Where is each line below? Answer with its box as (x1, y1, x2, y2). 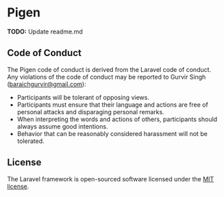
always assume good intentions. (16, 122, 108, 131)
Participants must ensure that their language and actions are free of (16, 101, 209, 109)
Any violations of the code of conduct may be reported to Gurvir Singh (7, 73, 206, 81)
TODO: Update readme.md (7, 27, 84, 36)
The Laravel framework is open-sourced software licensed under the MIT (7, 174, 214, 183)
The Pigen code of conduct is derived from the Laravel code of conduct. (7, 65, 212, 73)
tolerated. (16, 137, 45, 145)
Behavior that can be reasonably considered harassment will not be (16, 129, 208, 137)
